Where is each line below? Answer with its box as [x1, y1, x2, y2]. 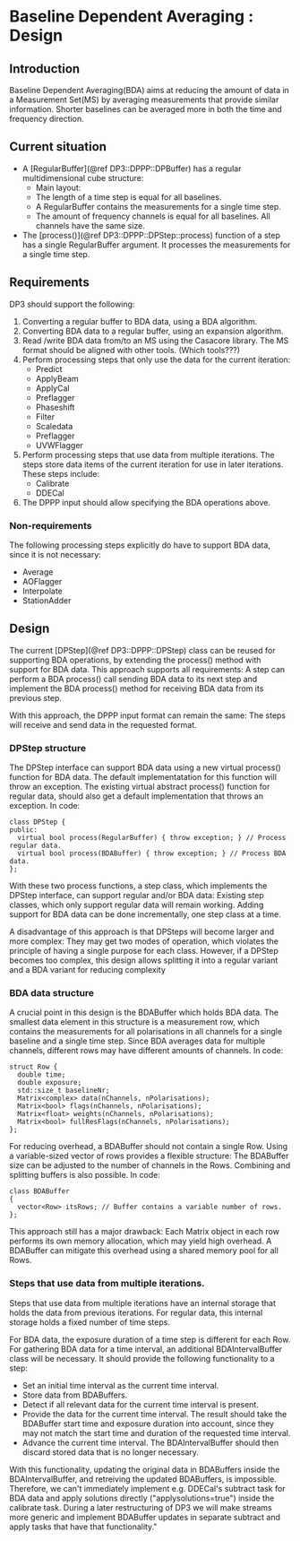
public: [9, 826, 39, 835]
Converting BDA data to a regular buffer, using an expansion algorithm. [21, 325, 284, 336]
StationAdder [21, 594, 72, 606]
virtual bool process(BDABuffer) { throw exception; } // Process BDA [17, 849, 287, 858]
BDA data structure [9, 986, 95, 999]
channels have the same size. [35, 220, 145, 230]
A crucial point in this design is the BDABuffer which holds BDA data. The [9, 1007, 279, 1018]
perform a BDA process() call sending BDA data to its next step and [9, 673, 258, 684]
